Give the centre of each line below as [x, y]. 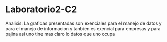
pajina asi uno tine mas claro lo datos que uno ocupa [60, 34]
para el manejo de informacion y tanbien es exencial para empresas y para [83, 28]
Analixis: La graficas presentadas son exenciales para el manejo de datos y [83, 23]
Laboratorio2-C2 [41, 9]
